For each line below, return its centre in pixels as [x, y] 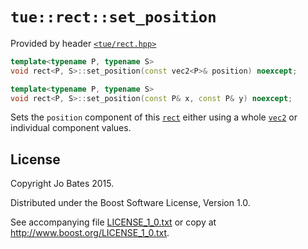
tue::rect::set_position [113, 17]
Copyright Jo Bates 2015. [62, 184]
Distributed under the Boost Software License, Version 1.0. [130, 203]
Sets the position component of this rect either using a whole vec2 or [154, 117]
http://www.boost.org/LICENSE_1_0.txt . [90, 233]
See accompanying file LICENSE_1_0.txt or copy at [113, 222]
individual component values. [71, 128]
